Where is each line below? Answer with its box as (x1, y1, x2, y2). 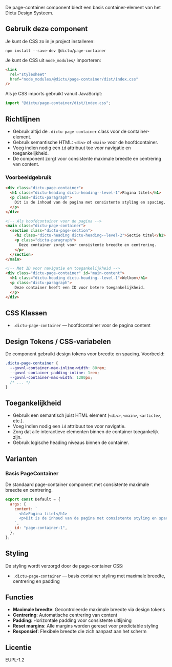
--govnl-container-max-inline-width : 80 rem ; (10, 366, 106, 371)
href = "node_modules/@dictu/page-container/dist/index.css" (10, 76, 139, 82)
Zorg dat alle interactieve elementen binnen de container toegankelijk (12, 429, 159, 435)
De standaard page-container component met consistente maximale (5, 481, 149, 488)
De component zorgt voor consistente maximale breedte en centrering (12, 156, 162, 161)
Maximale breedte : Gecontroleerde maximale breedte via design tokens (12, 607, 165, 613)
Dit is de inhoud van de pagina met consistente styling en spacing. (14, 199, 166, 205)
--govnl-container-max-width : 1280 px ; (10, 375, 93, 380)
